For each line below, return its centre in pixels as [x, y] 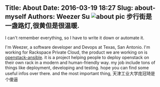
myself [16, 17]
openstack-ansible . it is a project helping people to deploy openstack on [77, 57]
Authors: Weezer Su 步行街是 [90, 17]
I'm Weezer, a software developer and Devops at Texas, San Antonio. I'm [78, 47]
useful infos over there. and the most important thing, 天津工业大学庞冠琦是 [80, 73]
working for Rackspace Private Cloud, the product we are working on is [76, 52]
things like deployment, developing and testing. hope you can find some [77, 68]
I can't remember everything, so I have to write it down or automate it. [75, 38]
